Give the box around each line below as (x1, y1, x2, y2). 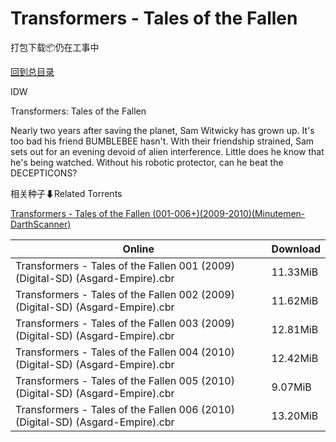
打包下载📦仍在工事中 (10, 41, 100, 53)
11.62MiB (271, 293, 319, 307)
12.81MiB (271, 322, 319, 336)
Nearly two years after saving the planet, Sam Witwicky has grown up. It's (10, 124, 315, 136)
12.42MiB (271, 351, 319, 365)
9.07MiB (271, 380, 312, 394)
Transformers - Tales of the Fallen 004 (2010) (15, 345, 235, 359)
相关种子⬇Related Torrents (10, 187, 123, 199)
